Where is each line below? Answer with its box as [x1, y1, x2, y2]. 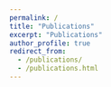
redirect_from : [9, 47, 67, 56]
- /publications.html [17, 64, 99, 73]
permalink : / [9, 13, 59, 23]
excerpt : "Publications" [9, 30, 103, 39]
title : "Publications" [9, 22, 95, 31]
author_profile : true [9, 38, 91, 48]
